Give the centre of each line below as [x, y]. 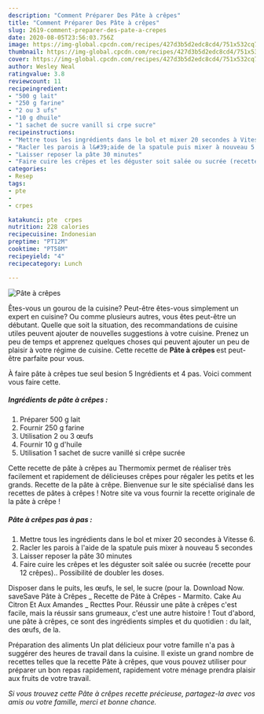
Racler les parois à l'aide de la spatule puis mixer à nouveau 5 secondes [136, 548]
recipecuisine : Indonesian [52, 234]
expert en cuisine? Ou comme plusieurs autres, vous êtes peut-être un [122, 316]
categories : [27, 169]
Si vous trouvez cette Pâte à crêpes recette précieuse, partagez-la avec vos [132, 694]
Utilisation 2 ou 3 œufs [56, 436]
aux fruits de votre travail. [49, 679]
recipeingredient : [38, 88]
